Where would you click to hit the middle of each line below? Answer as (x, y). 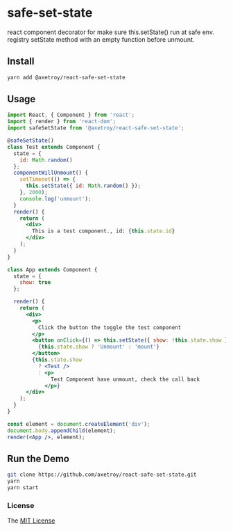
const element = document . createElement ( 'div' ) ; (79, 424)
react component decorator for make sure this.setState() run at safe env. (111, 32)
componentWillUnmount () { (51, 173)
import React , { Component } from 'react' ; (71, 115)
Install (21, 62)
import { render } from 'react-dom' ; (62, 122)
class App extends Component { (52, 269)
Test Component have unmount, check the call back (125, 379)
